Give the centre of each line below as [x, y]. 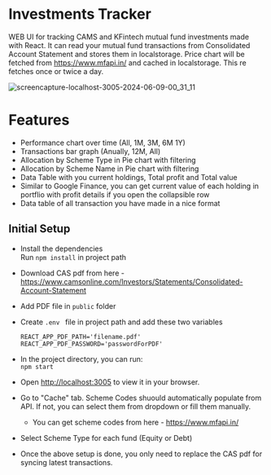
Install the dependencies [61, 248]
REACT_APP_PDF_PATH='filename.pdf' [81, 336]
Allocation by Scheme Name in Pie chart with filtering [109, 169]
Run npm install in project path [73, 257]
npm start [37, 367]
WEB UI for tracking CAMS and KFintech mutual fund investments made [129, 37]
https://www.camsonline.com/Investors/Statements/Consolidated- [131, 281]
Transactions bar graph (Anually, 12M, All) [90, 151]
